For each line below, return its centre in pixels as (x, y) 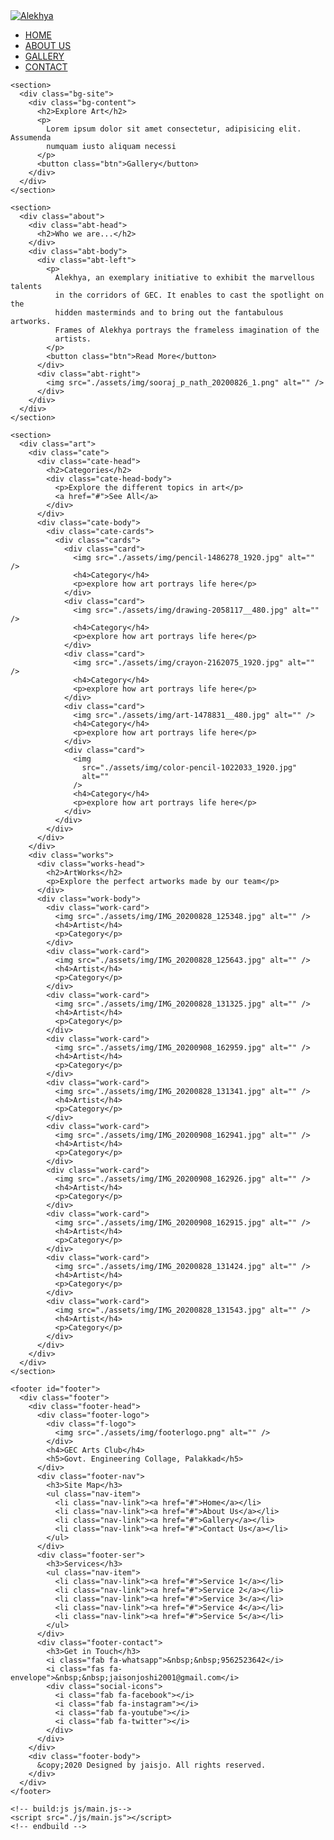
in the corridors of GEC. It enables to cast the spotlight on (189, 295)
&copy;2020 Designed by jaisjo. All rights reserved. (151, 1765)
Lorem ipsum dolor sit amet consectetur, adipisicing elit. (174, 129)
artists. (73, 339)
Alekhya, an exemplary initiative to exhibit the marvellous (184, 278)
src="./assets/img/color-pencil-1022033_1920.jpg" (189, 768)
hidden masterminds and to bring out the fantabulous (169, 313)
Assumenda (31, 138)
